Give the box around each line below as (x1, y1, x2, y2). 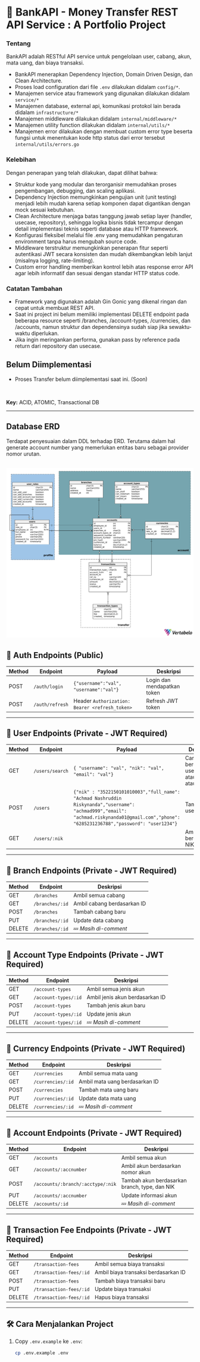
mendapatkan (146, 682, 180, 690)
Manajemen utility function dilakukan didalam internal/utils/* (14, 122, 170, 129)
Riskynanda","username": (73, 802, 135, 808)
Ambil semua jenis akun (86, 985, 145, 992)
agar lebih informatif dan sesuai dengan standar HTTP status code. (14, 269, 180, 276)
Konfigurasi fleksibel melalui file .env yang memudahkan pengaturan (14, 231, 183, 238)
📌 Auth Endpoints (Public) (6, 650, 104, 660)
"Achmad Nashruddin (73, 795, 122, 802)
